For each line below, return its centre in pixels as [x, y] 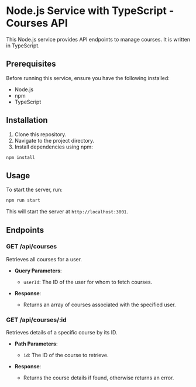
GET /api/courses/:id [37, 320]
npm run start [23, 201]
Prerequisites [31, 64]
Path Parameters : [36, 344]
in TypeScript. [23, 46]
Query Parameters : [38, 271]
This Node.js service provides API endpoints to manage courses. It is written [98, 39]
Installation [27, 120]
